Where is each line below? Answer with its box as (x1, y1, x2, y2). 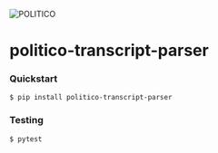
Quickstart (9, 72, 58, 85)
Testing (9, 114, 44, 127)
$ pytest (9, 134, 43, 144)
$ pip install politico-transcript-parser (9, 93, 173, 102)
